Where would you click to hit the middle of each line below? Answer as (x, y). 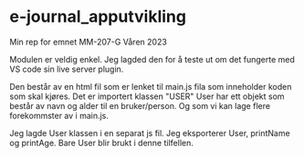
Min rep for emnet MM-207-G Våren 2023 (88, 42)
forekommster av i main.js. (59, 115)
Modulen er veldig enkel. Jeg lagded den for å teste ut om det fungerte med (152, 59)
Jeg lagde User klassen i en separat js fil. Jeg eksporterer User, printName (150, 132)
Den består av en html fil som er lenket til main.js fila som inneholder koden (151, 86)
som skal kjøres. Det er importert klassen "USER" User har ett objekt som (147, 96)
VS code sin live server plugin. (67, 69)
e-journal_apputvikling (98, 17)
